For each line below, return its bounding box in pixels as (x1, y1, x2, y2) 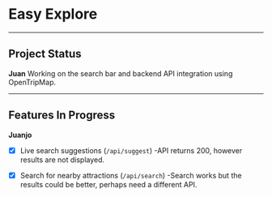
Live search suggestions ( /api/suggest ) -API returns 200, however (19, 145, 243, 155)
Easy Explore (8, 5, 98, 24)
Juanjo (8, 130, 32, 139)
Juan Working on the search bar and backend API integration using (8, 68, 233, 78)
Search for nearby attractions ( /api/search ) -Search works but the (19, 170, 242, 180)
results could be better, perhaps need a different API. (19, 179, 198, 189)
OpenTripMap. (8, 77, 57, 87)
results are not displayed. (19, 155, 105, 165)
